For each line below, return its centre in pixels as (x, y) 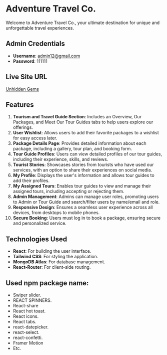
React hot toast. (29, 311)
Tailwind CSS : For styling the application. (55, 257)
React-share (26, 306)
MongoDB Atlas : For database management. (59, 262)
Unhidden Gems (22, 89)
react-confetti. (28, 337)
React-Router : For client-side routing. (52, 267)
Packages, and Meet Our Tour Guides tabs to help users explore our (83, 122)
